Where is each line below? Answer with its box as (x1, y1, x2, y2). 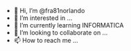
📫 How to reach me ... (13, 37, 78, 44)
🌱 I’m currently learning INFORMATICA (13, 21, 124, 29)
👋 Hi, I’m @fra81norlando (13, 7, 85, 14)
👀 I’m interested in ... (13, 14, 73, 22)
